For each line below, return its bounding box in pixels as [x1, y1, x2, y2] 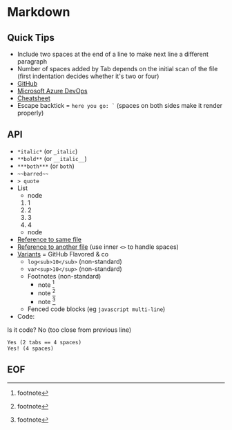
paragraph [17, 57, 48, 66]
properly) [17, 109, 44, 117]
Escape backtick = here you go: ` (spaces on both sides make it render [17, 102, 223, 109]
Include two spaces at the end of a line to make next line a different [17, 50, 209, 58]
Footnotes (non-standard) [27, 272, 101, 280]
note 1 [37, 279, 55, 289]
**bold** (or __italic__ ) [17, 154, 88, 162]
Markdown [7, 4, 70, 20]
